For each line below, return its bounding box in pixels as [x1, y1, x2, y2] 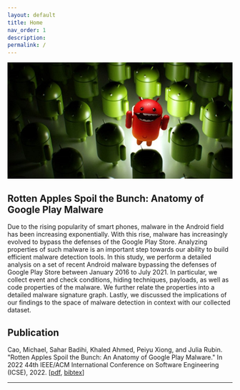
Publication [7, 327, 59, 339]
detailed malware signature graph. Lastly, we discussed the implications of [7, 291, 227, 299]
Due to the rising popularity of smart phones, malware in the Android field [7, 222, 224, 231]
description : [7, 34, 46, 41]
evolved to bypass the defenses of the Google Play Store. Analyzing [7, 237, 208, 246]
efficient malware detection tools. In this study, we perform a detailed [7, 253, 212, 262]
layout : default [7, 11, 56, 19]
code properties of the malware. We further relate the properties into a [7, 283, 215, 292]
